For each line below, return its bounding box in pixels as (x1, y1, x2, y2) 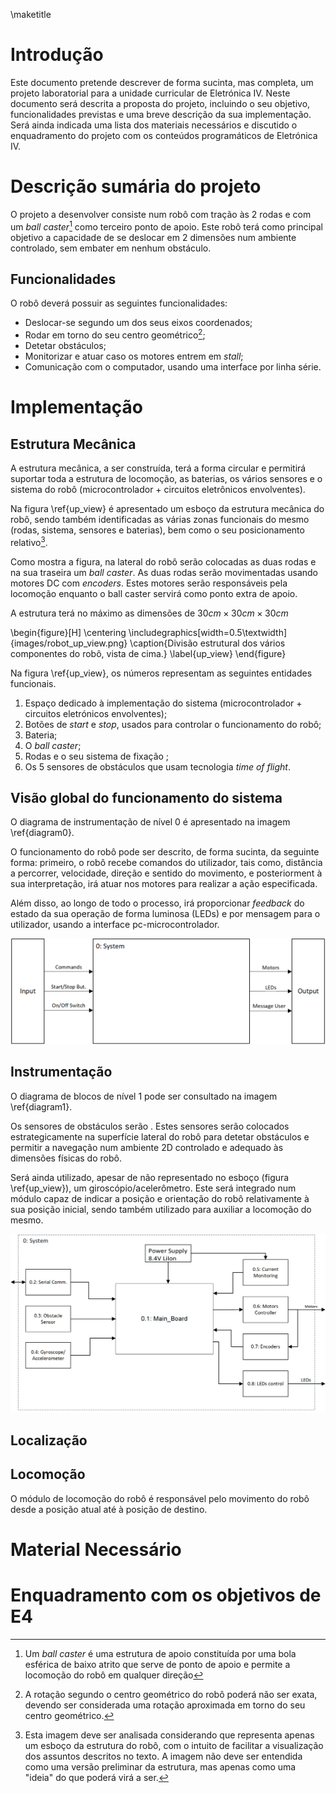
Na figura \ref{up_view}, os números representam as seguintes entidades (10, 667, 313, 679)
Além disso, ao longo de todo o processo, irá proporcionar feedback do (10, 897, 305, 909)
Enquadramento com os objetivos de (10, 1584, 322, 1607)
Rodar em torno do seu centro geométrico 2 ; (24, 327, 206, 341)
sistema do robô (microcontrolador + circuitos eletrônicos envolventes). (10, 484, 306, 495)
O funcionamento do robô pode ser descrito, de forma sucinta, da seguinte (10, 846, 320, 858)
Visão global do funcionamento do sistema (10, 790, 283, 807)
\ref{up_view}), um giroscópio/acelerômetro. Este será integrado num (10, 1182, 297, 1194)
